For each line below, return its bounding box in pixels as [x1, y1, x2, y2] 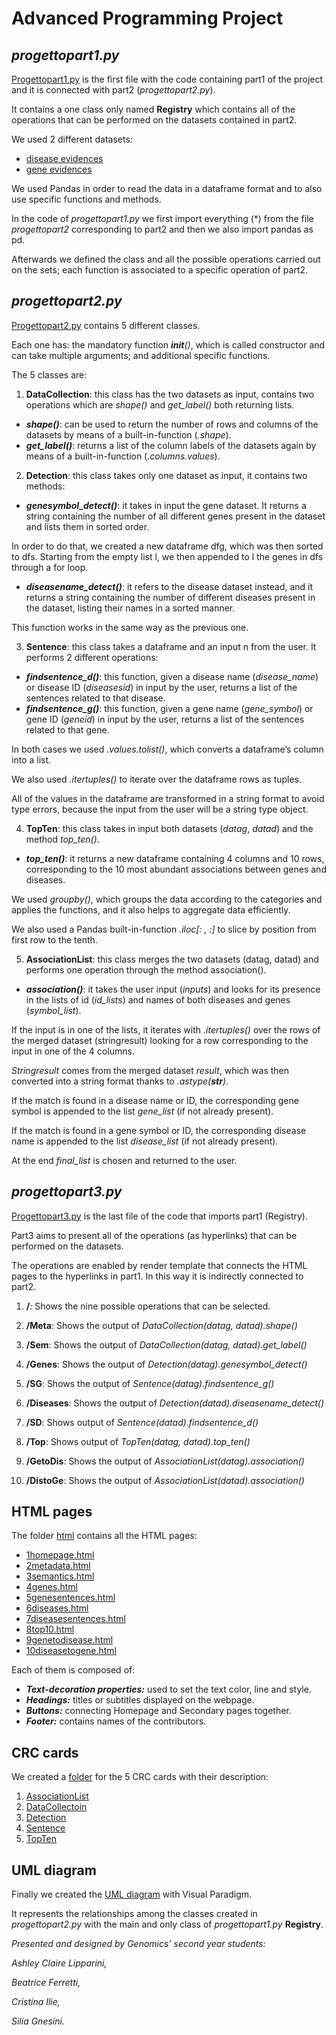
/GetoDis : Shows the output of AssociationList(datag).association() [25, 1455, 305, 1467]
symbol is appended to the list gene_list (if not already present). [11, 1105, 274, 1117]
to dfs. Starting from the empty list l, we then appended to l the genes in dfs [11, 550, 324, 562]
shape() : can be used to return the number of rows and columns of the [25, 418, 319, 430]
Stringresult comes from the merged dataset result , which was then [11, 1064, 290, 1076]
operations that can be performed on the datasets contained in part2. [11, 114, 298, 126]
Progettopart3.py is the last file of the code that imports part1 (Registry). [11, 1210, 308, 1222]
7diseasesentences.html [25, 1613, 126, 1625]
